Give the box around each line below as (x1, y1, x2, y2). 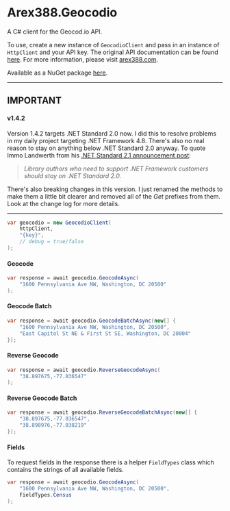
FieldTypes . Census (19, 491, 72, 498)
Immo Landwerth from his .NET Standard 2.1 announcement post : (7, 151, 192, 159)
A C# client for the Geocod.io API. (7, 27, 103, 36)
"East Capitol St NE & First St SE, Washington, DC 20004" (19, 330, 192, 337)
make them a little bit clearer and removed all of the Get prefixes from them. (7, 192, 221, 200)
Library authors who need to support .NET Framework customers (23, 164, 209, 173)
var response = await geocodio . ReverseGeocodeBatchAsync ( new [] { (7, 409, 197, 416)
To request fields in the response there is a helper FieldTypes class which (7, 458, 214, 466)
